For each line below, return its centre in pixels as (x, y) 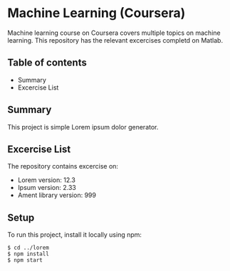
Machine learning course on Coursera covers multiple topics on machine (114, 33)
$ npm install (28, 254)
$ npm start (25, 260)
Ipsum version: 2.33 (47, 188)
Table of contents (47, 63)
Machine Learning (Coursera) (96, 13)
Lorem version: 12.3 (47, 180)
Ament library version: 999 (57, 195)
